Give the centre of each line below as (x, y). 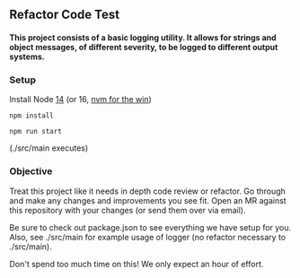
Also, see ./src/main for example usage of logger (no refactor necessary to (147, 237)
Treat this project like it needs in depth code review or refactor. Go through (147, 191)
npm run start (36, 132)
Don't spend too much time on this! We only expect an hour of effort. (137, 264)
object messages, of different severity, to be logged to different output (144, 47)
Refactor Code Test (64, 15)
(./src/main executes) (49, 148)
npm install (31, 116)
